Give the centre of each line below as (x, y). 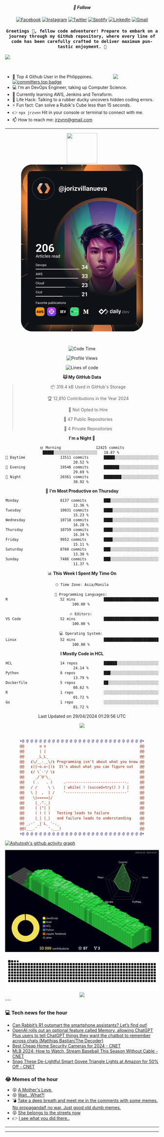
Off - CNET (23, 1067)
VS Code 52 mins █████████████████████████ (82, 619)
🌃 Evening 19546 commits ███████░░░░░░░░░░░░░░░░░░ (82, 467)
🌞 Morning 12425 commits (82, 448)
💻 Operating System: (81, 634)
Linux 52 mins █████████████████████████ (82, 640)
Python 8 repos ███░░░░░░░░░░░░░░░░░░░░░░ (82, 673)
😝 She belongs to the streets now (46, 1113)
